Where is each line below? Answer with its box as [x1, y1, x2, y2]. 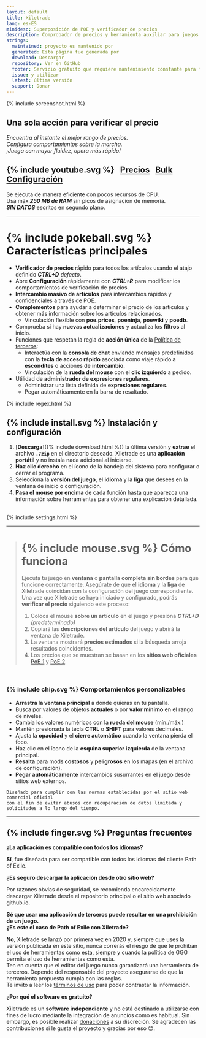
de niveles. [15, 712, 43, 719]
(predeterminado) [30, 619, 75, 626]
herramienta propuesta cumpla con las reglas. [6, 975, 123, 982]
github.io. [6, 899, 31, 906]
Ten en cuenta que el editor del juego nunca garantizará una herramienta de [6, 962, 199, 969]
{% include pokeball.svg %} [6, 231, 152, 245]
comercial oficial [6, 795, 53, 801]
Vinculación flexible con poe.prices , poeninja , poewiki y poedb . [24, 316, 188, 324]
